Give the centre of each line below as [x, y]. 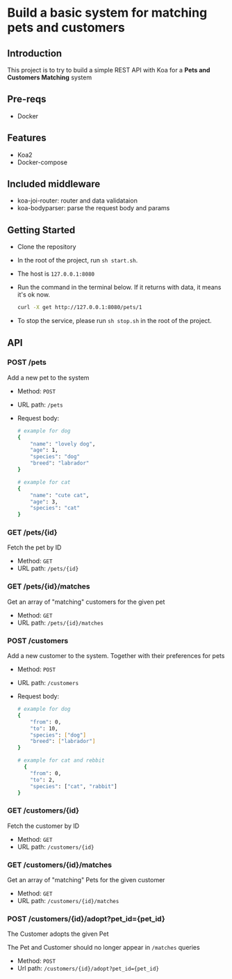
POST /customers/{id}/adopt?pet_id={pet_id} [86, 918]
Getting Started [41, 230]
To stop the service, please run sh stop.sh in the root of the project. [114, 321]
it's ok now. [34, 295]
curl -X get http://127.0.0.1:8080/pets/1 [80, 308]
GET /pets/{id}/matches [49, 586]
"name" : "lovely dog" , [63, 444]
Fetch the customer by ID [43, 826]
